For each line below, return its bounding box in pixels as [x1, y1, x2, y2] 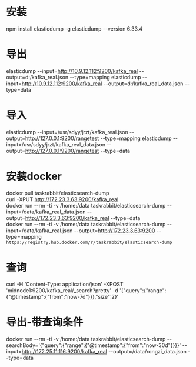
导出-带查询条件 [6, 315, 84, 329]
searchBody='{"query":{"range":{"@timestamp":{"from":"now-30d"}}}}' [6, 342, 181, 349]
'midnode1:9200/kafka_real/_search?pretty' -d [6, 286, 119, 294]
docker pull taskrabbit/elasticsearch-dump [6, 189, 109, 196]
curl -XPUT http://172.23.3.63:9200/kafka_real [6, 195, 119, 203]
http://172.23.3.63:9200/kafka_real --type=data [25, 214, 141, 221]
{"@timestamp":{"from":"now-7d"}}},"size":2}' [6, 293, 119, 300]
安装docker [6, 170, 62, 183]
